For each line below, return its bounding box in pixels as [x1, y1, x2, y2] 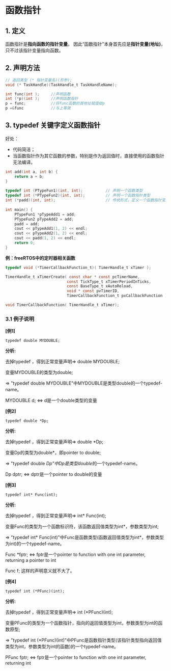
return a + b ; [14, 174, 44, 179]
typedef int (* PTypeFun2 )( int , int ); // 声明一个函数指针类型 [5, 193, 151, 198]
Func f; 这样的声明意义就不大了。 [5, 568, 75, 574]
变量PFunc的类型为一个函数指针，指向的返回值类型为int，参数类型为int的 [5, 620, 158, 626]
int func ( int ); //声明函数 [5, 91, 71, 97]
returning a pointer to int [5, 557, 56, 563]
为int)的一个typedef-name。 [5, 541, 65, 547]
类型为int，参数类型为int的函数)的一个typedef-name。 [5, 643, 119, 650]
